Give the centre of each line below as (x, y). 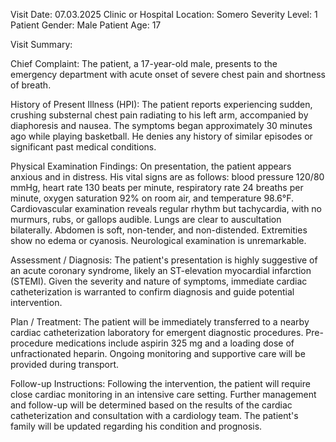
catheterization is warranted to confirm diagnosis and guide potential (152, 292)
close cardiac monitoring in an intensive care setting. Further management (163, 394)
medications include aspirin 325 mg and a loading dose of (175, 343)
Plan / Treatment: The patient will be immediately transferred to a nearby (160, 322)
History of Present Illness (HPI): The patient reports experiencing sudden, (161, 104)
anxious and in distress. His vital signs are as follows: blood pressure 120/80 (167, 177)
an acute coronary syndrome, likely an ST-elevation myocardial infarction (161, 270)
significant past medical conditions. (83, 147)
